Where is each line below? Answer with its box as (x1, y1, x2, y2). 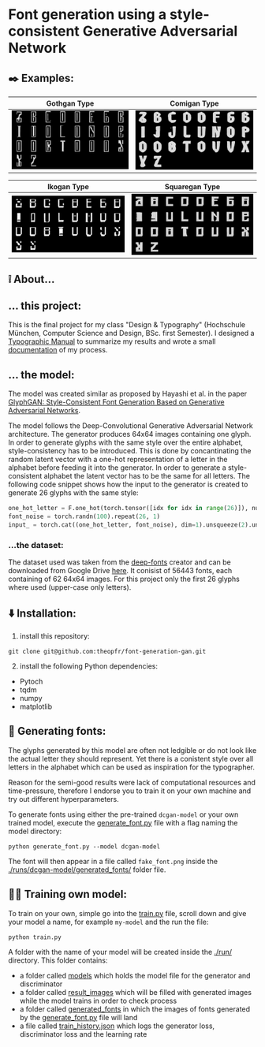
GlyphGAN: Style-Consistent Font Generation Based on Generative (8, 397, 225, 407)
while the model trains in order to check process (19, 996, 177, 1005)
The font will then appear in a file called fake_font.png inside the (8, 856, 218, 866)
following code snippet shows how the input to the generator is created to (8, 479, 248, 490)
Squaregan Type (164, 181, 221, 191)
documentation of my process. (8, 345, 108, 355)
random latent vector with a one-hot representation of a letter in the (8, 455, 228, 464)
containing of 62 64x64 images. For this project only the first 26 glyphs (8, 574, 241, 584)
